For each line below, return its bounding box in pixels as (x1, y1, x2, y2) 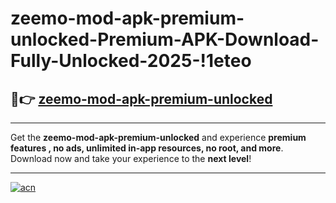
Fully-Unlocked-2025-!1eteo (10, 50, 252, 72)
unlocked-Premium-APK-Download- (10, 28, 320, 51)
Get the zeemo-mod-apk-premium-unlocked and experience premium (10, 132, 307, 143)
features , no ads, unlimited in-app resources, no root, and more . (10, 142, 284, 154)
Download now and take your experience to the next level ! (10, 153, 252, 164)
